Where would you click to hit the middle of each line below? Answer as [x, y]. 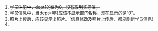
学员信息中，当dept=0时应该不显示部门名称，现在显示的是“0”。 [73, 13]
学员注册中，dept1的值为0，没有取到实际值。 [55, 7]
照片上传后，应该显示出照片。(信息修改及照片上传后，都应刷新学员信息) [82, 19]
